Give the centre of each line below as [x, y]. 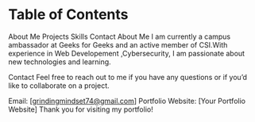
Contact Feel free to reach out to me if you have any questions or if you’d [128, 77]
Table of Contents [68, 15]
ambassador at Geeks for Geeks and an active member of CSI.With [118, 44]
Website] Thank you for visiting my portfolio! [81, 109]
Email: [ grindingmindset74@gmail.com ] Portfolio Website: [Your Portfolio [127, 101]
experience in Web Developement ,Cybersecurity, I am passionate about [126, 53]
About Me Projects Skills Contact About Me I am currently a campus [120, 36]
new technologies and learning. [60, 62]
